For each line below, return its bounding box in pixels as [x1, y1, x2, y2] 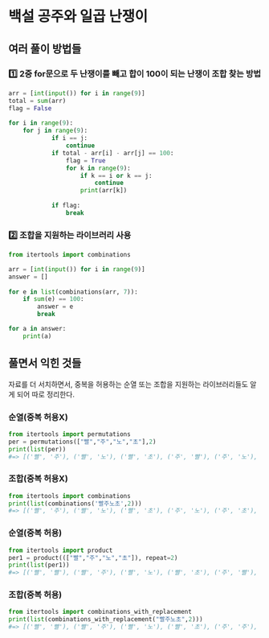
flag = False [8, 104, 52, 113]
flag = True [65, 156, 106, 165]
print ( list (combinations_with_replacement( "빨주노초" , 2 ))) [8, 615, 203, 624]
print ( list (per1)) [8, 561, 70, 570]
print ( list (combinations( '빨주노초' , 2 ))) [8, 500, 142, 508]
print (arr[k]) [79, 187, 128, 195]
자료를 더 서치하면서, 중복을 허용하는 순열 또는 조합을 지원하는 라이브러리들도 [8, 379, 249, 389]
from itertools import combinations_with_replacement [8, 608, 193, 616]
